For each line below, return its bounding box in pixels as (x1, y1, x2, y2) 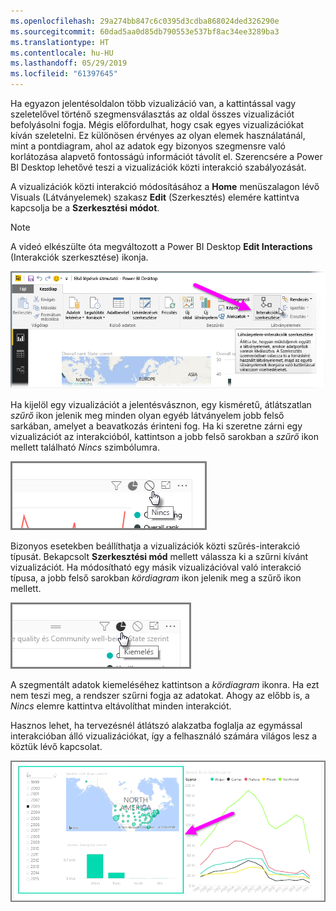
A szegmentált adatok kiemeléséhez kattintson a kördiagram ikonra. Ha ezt (10, 679, 320, 691)
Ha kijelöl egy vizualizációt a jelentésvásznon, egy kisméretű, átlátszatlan (10, 399, 312, 411)
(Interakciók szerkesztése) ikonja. (10, 251, 149, 263)
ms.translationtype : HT (10, 37, 110, 47)
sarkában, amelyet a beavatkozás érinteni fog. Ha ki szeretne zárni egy (10, 420, 303, 432)
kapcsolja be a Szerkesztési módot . (10, 202, 160, 214)
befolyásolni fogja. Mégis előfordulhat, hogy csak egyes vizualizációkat (10, 119, 305, 130)
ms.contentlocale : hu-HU (10, 48, 114, 58)
